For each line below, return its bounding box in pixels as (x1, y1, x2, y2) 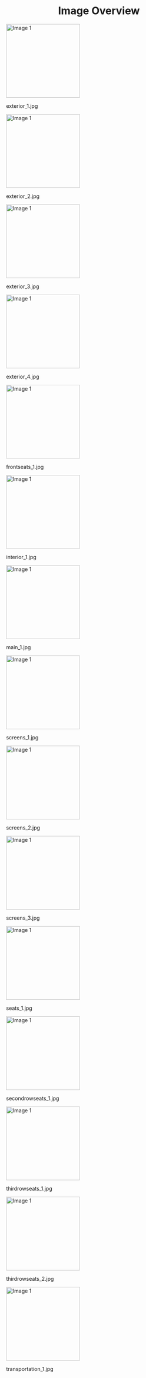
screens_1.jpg (6, 733, 39, 741)
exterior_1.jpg (6, 102, 38, 110)
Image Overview (58, 4, 140, 18)
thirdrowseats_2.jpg (6, 1275, 54, 1282)
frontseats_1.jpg (6, 463, 44, 470)
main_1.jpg (6, 643, 31, 650)
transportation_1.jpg (6, 1365, 54, 1372)
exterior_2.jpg (6, 193, 40, 200)
